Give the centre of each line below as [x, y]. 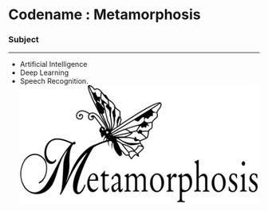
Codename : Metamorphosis [104, 15]
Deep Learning [44, 72]
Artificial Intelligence [53, 64]
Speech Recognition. [54, 81]
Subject [24, 40]
